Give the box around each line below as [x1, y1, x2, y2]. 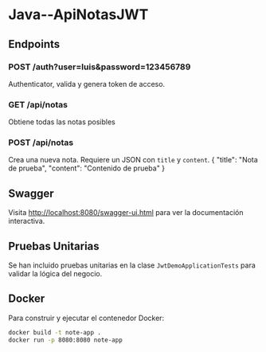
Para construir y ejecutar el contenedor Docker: [8, 313, 165, 323]
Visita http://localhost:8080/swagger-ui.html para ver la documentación [8, 208, 244, 217]
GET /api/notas [8, 99, 68, 110]
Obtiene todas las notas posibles [8, 117, 115, 127]
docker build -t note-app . [8, 328, 102, 336]
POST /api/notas [8, 137, 74, 148]
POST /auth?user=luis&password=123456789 [8, 61, 191, 72]
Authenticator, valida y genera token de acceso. [8, 79, 166, 88]
